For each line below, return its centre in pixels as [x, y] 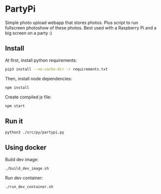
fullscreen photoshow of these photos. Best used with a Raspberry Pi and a [81, 27]
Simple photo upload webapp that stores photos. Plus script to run [72, 23]
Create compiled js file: [28, 97]
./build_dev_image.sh [27, 168]
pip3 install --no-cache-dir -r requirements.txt [57, 69]
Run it [14, 121]
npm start [15, 106]
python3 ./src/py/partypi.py [35, 133]
